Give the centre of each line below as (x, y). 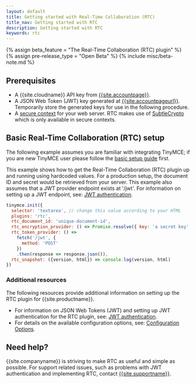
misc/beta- (160, 56)
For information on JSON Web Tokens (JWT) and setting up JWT (92, 310)
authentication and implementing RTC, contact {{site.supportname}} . (89, 374)
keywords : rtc (23, 33)
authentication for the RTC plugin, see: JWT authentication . (86, 316)
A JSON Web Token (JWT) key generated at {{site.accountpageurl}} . (97, 101)
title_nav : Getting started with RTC (52, 22)
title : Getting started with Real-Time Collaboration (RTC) (81, 17)
